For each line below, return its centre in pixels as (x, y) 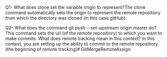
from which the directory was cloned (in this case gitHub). (66, 18)
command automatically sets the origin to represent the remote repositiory (83, 13)
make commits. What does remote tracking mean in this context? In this (80, 38)
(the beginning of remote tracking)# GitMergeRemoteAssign (68, 49)
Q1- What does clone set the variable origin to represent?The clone (75, 7)
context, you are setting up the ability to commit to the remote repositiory (82, 44)
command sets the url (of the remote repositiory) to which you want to (89, 33)
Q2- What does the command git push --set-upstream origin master (77, 28)
